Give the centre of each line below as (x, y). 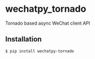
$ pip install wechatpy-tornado (40, 51)
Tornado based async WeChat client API (48, 23)
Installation (23, 39)
